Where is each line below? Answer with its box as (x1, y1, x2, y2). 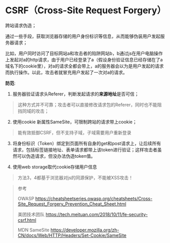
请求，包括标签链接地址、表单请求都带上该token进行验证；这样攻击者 (12, 147, 158, 153)
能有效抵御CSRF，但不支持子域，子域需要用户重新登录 (17, 129, 132, 135)
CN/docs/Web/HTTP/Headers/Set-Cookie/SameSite (17, 232, 126, 238)
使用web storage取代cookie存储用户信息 (12, 163, 97, 170)
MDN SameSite (17, 227, 50, 233)
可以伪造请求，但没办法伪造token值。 (17, 153, 96, 159)
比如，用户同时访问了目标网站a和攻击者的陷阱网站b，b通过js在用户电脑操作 (5, 50, 163, 56)
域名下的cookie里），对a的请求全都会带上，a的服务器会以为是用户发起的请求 (5, 63, 164, 69)
